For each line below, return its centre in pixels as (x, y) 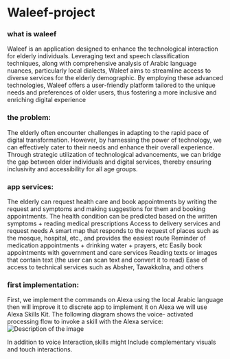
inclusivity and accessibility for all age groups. (73, 169)
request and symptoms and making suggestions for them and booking (106, 209)
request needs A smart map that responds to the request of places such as (113, 231)
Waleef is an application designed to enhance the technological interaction (113, 49)
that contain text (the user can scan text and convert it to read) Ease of (107, 260)
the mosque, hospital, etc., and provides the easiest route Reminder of (106, 238)
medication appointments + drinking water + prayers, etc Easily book (105, 245)
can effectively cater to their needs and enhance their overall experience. (111, 147)
